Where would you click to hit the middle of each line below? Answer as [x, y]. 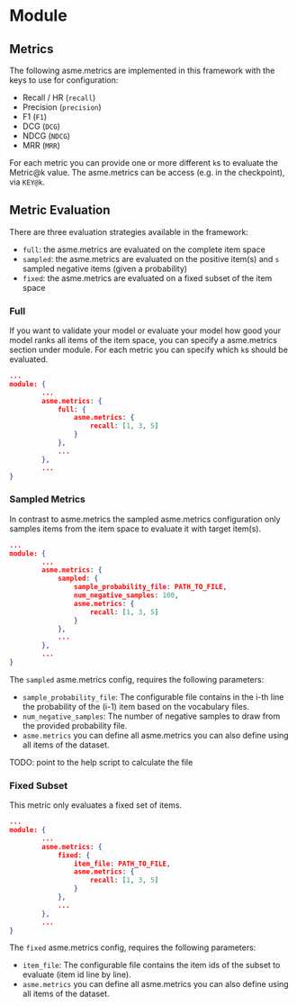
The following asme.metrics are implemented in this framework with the [142, 70]
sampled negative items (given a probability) [104, 268]
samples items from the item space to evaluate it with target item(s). [135, 529]
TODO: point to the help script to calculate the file [101, 762]
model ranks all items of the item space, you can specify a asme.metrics [143, 340]
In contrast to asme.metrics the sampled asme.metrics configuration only [145, 519]
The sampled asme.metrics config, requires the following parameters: [137, 679]
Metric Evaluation [60, 210]
